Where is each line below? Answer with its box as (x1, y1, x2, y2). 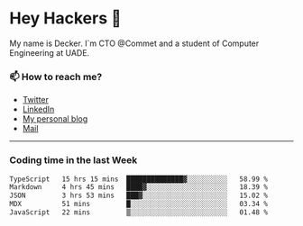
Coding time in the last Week (9, 154, 138, 167)
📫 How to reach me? (9, 70, 103, 83)
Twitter (22, 95, 50, 105)
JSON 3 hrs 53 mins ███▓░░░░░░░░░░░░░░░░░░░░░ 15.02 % (9, 191, 269, 201)
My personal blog (22, 113, 88, 124)
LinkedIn (22, 104, 55, 115)
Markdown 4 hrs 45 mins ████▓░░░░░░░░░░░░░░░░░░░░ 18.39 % (9, 183, 269, 192)
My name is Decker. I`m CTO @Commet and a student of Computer (9, 38, 260, 49)
